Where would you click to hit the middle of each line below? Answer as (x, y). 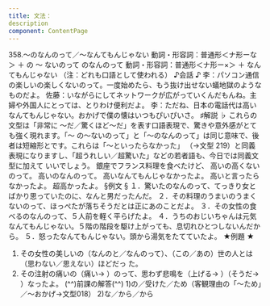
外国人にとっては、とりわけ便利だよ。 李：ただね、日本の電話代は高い (139, 105)
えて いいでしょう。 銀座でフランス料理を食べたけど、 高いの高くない (145, 166)
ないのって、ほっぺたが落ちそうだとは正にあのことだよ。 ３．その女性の (129, 206)
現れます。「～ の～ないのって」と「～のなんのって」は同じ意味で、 (141, 136)
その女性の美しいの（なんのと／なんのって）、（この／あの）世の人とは (137, 254)
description (28, 23)
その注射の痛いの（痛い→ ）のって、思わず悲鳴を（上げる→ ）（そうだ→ (139, 274)
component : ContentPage (48, 31)
